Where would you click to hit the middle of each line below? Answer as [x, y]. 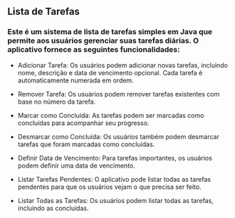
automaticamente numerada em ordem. [75, 80]
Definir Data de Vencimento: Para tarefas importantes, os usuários [115, 158]
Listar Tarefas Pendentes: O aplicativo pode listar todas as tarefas [114, 179]
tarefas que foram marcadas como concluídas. [86, 144]
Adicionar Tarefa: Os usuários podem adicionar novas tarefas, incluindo [122, 65]
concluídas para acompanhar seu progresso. [83, 123]
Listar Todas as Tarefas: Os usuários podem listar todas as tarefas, [115, 200]
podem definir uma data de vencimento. [76, 165]
